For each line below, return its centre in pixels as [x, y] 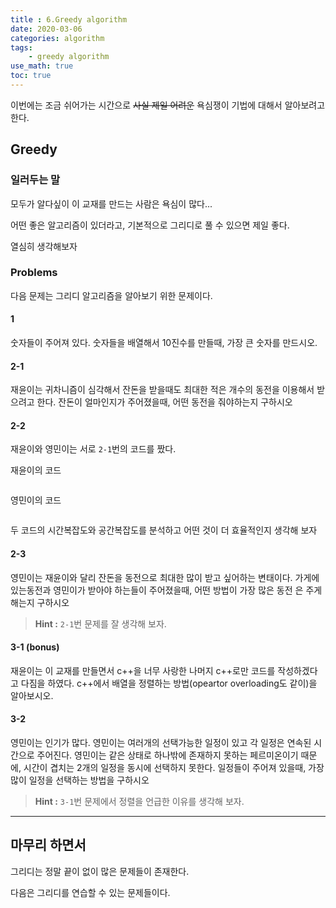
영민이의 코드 [36, 500]
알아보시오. [32, 695]
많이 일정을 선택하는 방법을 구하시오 [80, 780]
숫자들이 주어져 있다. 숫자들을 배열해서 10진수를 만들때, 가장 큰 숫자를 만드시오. [164, 343]
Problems [34, 273]
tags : [21, 47]
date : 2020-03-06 [46, 29]
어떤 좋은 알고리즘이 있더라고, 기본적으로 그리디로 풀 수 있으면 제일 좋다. [150, 225]
